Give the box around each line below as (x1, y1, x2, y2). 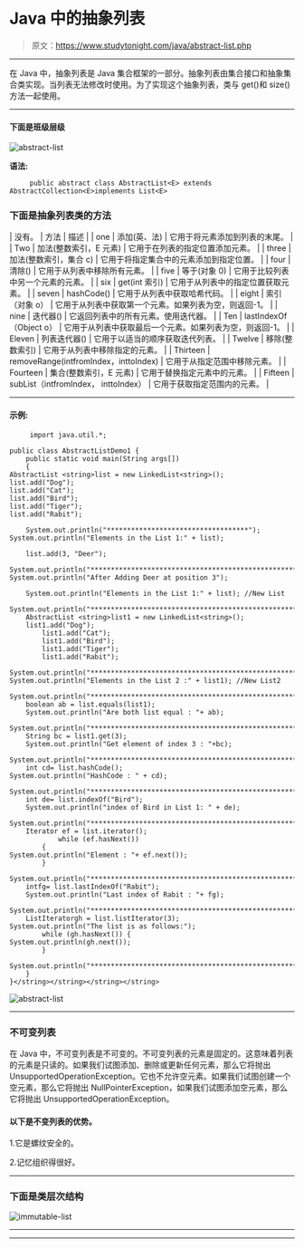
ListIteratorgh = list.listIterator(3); (25, 914, 180, 923)
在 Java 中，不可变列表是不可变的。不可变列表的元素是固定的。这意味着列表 (9, 1048, 294, 1059)
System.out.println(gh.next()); (9, 937, 131, 946)
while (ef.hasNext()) (57, 834, 140, 843)
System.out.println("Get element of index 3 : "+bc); (25, 739, 233, 748)
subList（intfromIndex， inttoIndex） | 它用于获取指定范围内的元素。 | (9, 379, 270, 389)
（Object (9, 322, 43, 333)
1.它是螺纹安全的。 (9, 1138, 79, 1148)
